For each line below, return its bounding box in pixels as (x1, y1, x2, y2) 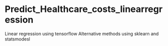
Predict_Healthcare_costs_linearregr (5, 3, 163, 15)
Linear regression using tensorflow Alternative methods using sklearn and (5, 30, 159, 36)
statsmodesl (5, 36, 30, 42)
